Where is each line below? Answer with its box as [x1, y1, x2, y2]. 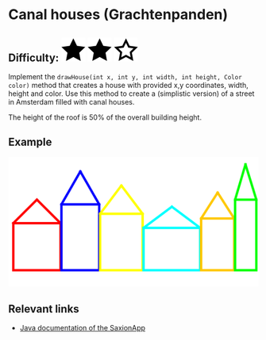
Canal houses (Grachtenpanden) [8, 6, 229, 24]
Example [8, 136, 52, 149]
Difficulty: [8, 51, 60, 64]
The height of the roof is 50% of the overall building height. [8, 113, 202, 122]
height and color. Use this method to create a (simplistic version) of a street [8, 89, 255, 98]
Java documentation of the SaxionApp [19, 323, 145, 333]
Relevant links [8, 302, 79, 315]
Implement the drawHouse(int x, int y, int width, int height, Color [8, 72, 242, 81]
